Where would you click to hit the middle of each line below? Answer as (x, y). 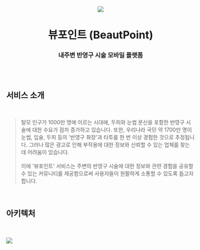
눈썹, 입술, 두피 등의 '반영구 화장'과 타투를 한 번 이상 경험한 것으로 (97, 138)
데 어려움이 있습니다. (45, 153)
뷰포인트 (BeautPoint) (101, 35)
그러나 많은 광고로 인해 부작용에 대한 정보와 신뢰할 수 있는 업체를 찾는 (110, 145)
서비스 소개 (25, 95)
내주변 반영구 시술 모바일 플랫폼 (101, 55)
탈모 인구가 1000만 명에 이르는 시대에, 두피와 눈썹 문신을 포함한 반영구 (103, 123)
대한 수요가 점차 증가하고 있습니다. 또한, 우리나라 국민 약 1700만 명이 (112, 130)
